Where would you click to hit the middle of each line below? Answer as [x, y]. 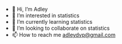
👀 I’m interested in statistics [46, 15]
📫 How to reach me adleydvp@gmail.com [64, 35]
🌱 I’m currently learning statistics [52, 22]
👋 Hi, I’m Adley [30, 9]
